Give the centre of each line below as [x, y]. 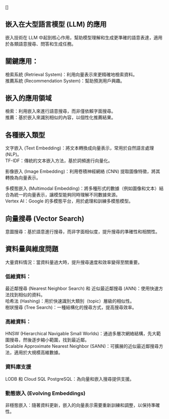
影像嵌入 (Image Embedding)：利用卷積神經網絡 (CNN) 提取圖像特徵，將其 [83, 172]
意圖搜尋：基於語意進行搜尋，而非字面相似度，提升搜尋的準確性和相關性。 [82, 232]
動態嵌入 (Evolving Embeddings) [45, 393]
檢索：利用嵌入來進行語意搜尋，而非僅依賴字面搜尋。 [61, 111]
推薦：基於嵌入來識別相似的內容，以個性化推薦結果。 [61, 118]
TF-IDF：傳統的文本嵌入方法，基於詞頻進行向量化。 [59, 161]
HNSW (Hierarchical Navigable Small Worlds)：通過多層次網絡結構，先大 [81, 334]
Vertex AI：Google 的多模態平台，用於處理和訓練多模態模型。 [69, 201]
